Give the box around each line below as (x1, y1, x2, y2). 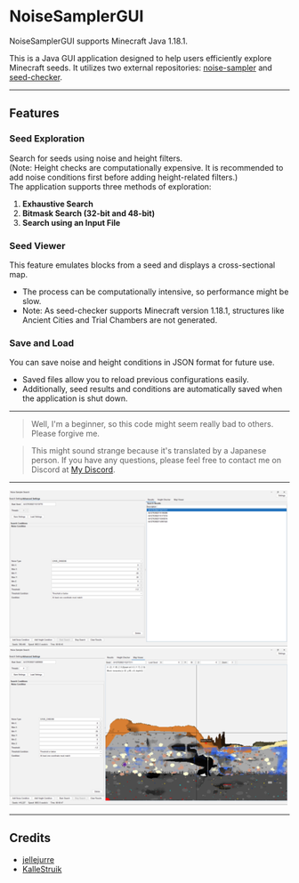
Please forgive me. (30, 429, 101, 439)
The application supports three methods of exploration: (9, 181, 212, 192)
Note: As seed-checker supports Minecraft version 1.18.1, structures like (21, 305, 285, 316)
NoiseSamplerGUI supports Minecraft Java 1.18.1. (9, 36, 189, 46)
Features (9, 106, 60, 121)
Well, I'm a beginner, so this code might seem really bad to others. (30, 419, 274, 429)
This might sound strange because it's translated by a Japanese (30, 446, 267, 456)
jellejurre (21, 854, 55, 864)
